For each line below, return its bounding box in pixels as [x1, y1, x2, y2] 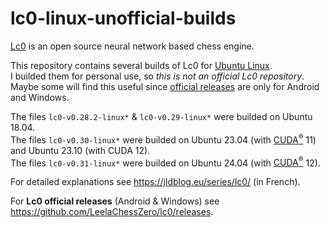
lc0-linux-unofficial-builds [10, 7, 237, 30]
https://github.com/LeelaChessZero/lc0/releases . [10, 206, 214, 218]
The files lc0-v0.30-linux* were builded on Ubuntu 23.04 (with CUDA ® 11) [10, 132, 317, 146]
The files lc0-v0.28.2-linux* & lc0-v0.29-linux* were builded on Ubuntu [10, 110, 313, 122]
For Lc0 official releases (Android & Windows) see [10, 195, 220, 207]
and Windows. [10, 91, 70, 103]
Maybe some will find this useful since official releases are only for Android [10, 80, 320, 92]
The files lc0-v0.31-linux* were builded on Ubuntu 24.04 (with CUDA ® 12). [10, 155, 321, 169]
